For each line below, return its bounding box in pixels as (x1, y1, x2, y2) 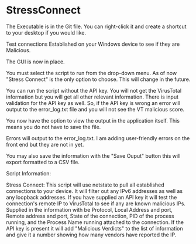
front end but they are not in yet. (6, 141, 84, 148)
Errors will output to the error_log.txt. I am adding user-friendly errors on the (6, 134, 190, 141)
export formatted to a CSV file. (6, 158, 80, 165)
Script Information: (6, 170, 51, 177)
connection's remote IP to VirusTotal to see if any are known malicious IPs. (6, 200, 186, 207)
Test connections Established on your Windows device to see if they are (6, 40, 180, 48)
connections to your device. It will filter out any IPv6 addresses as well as (6, 187, 183, 194)
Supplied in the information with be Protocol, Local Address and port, (6, 206, 173, 213)
